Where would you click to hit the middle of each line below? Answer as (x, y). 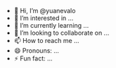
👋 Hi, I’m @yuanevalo (45, 11)
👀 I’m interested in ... (44, 18)
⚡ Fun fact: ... (33, 58)
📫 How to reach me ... (46, 41)
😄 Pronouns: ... (37, 51)
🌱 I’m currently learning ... (51, 25)
